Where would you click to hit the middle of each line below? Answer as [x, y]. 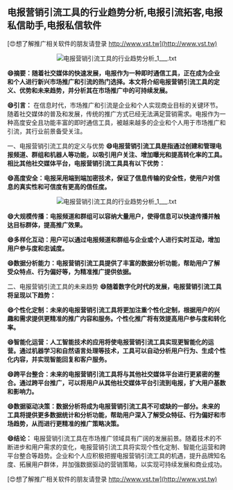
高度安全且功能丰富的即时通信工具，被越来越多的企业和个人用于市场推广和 [119, 122]
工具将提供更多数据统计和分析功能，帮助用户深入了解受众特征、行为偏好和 [113, 414]
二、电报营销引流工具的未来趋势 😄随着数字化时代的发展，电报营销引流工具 [114, 286]
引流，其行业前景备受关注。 [47, 131]
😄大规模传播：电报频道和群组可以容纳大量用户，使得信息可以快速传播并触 [114, 216]
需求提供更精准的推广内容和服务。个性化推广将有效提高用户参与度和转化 [122, 319]
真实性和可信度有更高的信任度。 [65, 187]
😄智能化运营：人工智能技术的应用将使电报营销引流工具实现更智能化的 [107, 341]
